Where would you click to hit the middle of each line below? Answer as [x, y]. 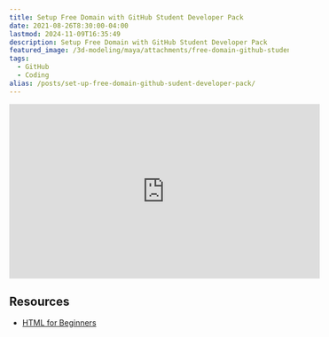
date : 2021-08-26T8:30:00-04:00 [69, 26]
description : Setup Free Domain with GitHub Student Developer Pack [138, 42]
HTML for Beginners [59, 323]
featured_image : [39, 51]
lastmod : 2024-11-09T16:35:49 [65, 34]
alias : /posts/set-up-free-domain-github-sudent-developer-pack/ [132, 83]
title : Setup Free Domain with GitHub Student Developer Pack [126, 17]
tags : [19, 59]
